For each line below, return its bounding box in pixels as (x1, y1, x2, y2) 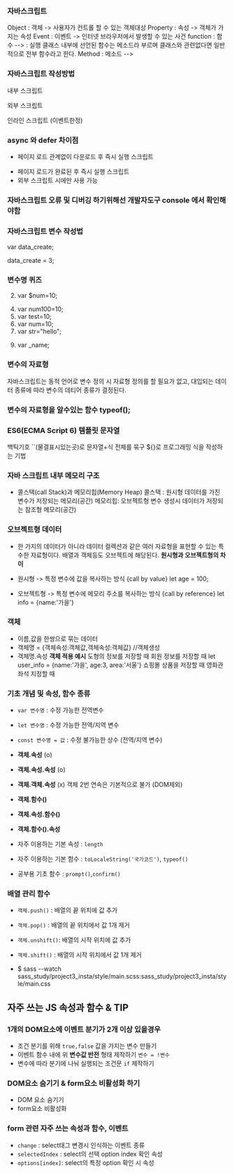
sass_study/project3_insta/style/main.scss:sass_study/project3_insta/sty (17, 972, 227, 981)
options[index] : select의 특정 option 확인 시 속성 (17, 1158, 155, 1167)
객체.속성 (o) (17, 751, 52, 759)
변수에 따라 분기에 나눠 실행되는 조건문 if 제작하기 (17, 1059, 155, 1068)
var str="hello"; (17, 327, 61, 336)
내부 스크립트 (7, 86, 43, 95)
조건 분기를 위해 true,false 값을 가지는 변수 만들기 (17, 1042, 157, 1050)
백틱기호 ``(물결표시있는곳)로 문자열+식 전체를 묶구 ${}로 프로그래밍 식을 (7, 443, 205, 451)
